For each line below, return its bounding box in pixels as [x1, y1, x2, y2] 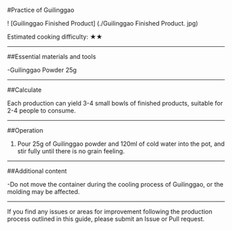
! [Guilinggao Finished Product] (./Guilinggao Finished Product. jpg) [7, 19, 198, 27]
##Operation [7, 126, 43, 134]
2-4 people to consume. [7, 106, 76, 115]
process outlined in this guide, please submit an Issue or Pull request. [7, 215, 205, 223]
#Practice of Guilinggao [7, 6, 75, 14]
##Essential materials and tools [7, 52, 97, 61]
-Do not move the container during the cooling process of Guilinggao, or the [7, 180, 224, 189]
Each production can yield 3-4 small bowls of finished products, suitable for [7, 99, 223, 107]
